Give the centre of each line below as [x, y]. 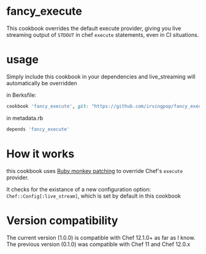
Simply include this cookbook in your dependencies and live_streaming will [101, 76]
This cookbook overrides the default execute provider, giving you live [94, 28]
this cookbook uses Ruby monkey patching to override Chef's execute [95, 171]
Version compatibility [62, 221]
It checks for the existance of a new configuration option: [79, 189]
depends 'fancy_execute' [38, 129]
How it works [40, 154]
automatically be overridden [42, 83]
